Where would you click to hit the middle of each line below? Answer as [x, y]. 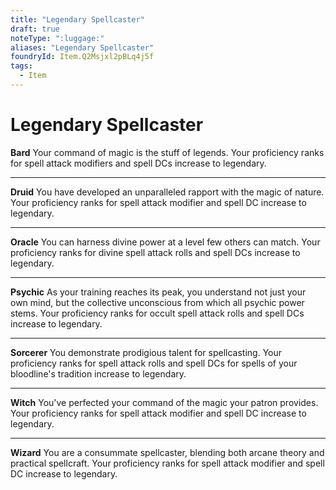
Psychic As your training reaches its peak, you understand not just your [158, 292]
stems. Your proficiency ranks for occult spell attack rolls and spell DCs [157, 313]
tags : [21, 66]
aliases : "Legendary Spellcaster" [82, 47]
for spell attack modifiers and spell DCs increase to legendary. [138, 163]
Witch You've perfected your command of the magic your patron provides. [164, 402]
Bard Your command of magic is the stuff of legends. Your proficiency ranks [167, 152]
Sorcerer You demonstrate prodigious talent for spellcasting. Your [146, 352]
